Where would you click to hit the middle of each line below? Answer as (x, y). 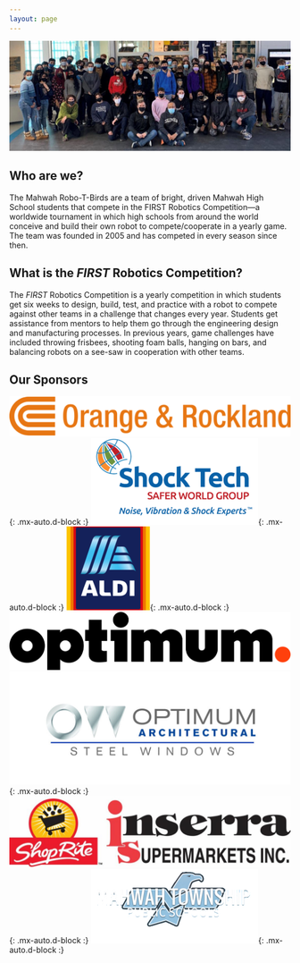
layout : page (33, 19)
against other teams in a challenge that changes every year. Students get (144, 314)
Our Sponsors (49, 380)
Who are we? (46, 176)
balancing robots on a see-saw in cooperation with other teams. (127, 351)
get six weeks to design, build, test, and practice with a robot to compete (143, 304)
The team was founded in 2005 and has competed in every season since (143, 235)
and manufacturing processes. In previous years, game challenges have (142, 333)
